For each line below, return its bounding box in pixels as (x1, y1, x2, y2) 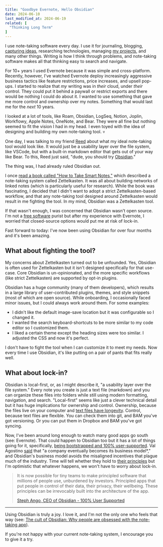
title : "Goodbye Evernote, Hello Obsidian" (5, 7, 95, 12)
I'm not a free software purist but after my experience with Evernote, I (5, 213, 145, 219)
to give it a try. (5, 536, 34, 542)
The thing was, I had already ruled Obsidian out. (5, 163, 101, 169)
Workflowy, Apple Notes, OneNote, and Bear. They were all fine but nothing (5, 118, 156, 124)
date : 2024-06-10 (5, 12, 40, 16)
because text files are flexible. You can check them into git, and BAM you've (5, 413, 157, 418)
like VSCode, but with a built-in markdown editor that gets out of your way (5, 149, 153, 154)
